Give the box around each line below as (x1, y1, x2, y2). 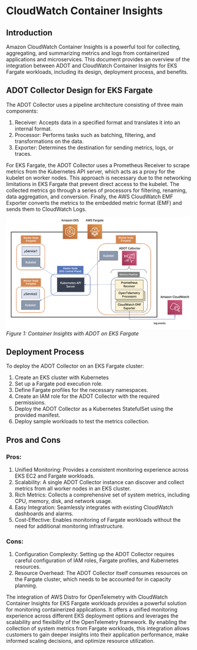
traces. (14, 150, 32, 157)
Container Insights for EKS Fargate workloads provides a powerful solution (6, 600, 187, 607)
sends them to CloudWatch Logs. (6, 205, 87, 213)
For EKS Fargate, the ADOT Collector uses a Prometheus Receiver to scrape (6, 161, 190, 169)
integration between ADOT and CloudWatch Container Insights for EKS (6, 62, 178, 69)
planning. (14, 582, 38, 589)
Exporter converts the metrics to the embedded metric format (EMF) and (6, 199, 182, 206)
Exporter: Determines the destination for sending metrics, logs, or (14, 143, 174, 151)
